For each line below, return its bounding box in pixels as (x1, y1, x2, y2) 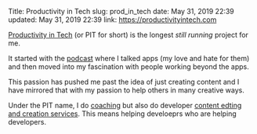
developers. (8, 118, 47, 126)
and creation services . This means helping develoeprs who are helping (8, 109, 237, 118)
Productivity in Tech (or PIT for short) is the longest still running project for (8, 31, 249, 39)
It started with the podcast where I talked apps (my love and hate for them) (8, 54, 250, 63)
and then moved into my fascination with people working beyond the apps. (8, 62, 249, 71)
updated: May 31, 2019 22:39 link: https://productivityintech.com (8, 15, 217, 24)
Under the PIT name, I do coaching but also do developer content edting (8, 101, 242, 110)
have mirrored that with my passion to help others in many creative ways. (8, 85, 244, 95)
